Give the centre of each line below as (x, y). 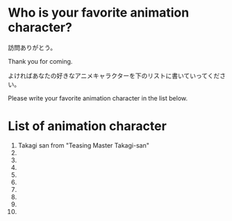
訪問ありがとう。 (32, 47)
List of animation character (88, 126)
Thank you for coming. (40, 61)
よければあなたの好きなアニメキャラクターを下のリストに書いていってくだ (114, 76)
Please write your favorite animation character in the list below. (98, 98)
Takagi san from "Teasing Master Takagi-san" (84, 145)
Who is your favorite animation (99, 13)
